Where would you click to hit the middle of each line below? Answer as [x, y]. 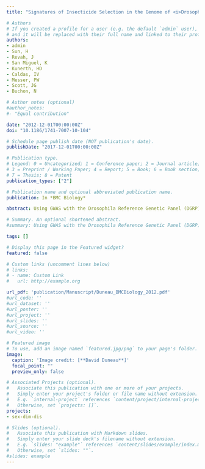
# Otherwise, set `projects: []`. [53, 405]
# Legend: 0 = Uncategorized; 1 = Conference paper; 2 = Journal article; [103, 164]
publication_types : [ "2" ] [39, 181]
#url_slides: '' [27, 321]
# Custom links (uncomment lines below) [59, 264]
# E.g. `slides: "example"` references [60, 445]
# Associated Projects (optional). [52, 383]
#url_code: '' [24, 298]
